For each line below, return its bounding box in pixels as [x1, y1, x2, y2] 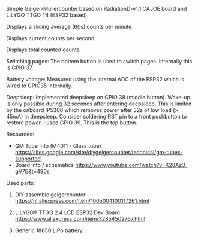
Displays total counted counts [6, 46, 80, 53]
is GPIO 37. [6, 64, 34, 71]
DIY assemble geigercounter [14, 191, 86, 198]
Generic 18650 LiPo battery [14, 227, 83, 234]
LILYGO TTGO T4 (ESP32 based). [6, 11, 89, 19]
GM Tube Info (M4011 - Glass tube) [14, 142, 102, 149]
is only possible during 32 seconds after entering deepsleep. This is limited [6, 100, 192, 107]
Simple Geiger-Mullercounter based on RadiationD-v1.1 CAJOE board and [6, 5, 187, 12]
